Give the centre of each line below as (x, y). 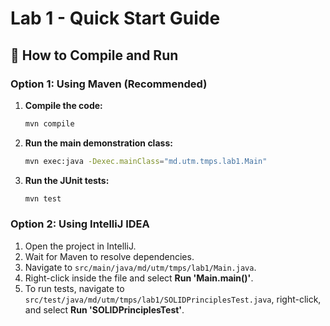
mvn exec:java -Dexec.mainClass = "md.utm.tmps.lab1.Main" (146, 161)
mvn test (43, 198)
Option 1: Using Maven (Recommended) (109, 84)
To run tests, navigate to (74, 288)
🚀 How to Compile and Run (94, 55)
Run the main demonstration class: (98, 143)
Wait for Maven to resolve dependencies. (109, 256)
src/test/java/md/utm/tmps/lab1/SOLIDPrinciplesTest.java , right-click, (173, 299)
